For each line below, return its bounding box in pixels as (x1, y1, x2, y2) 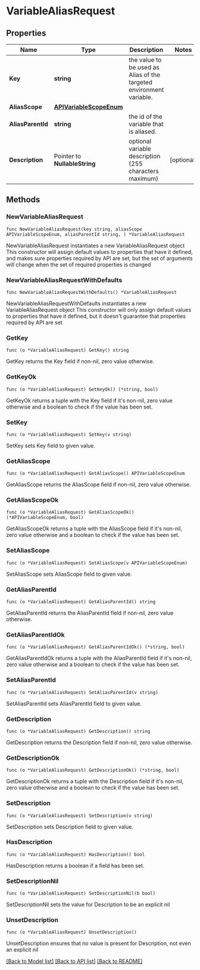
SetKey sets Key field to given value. (6, 442, 96, 449)
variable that (129, 120, 164, 128)
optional (129, 137, 152, 145)
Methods (6, 195, 40, 205)
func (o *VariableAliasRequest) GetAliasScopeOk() (6, 509, 135, 515)
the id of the (129, 112, 162, 121)
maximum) (129, 174, 159, 183)
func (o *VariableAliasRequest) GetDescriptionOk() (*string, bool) (6, 768, 180, 773)
